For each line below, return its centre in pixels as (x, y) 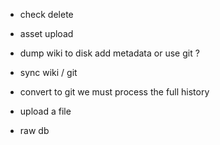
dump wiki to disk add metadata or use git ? (109, 53)
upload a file (45, 111)
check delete (46, 14)
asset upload (46, 33)
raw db (34, 130)
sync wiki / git (48, 72)
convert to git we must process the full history (114, 92)
